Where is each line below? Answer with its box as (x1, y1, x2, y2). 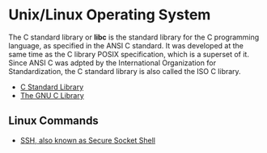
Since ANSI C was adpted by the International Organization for (8, 58, 217, 68)
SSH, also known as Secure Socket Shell (19, 135, 156, 145)
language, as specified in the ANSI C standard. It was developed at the (8, 40, 244, 50)
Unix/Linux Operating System (8, 6, 211, 24)
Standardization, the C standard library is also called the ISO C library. (8, 66, 241, 76)
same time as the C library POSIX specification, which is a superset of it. (8, 49, 249, 59)
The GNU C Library (19, 90, 85, 100)
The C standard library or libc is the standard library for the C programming (8, 32, 260, 42)
